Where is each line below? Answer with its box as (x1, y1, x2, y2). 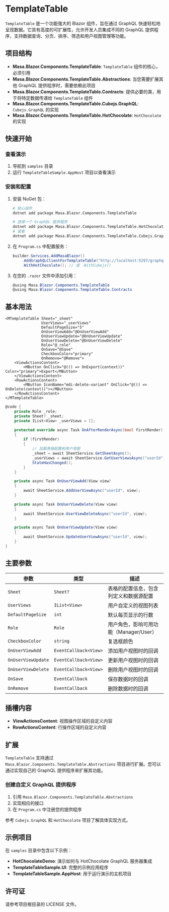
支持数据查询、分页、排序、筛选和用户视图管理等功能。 (14, 33, 129, 39)
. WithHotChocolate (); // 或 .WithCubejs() (22, 263, 112, 268)
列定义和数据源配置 (108, 593, 153, 600)
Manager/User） (118, 628, 157, 635)
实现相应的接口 (12, 800, 44, 806)
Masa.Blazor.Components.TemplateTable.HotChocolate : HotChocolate (12, 112, 162, 118)
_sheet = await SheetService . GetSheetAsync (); (32, 451, 132, 456)
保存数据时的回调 (108, 676, 148, 683)
